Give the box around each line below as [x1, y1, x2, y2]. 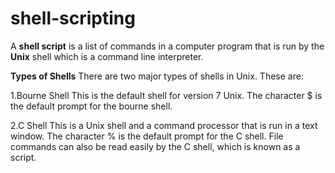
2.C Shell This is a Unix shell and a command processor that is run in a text [10, 119, 318, 131]
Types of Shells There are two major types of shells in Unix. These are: [10, 70, 304, 82]
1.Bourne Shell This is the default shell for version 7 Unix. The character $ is [10, 89, 323, 101]
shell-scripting [10, 7, 136, 30]
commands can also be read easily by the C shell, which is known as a [10, 140, 301, 152]
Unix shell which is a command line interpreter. [10, 50, 204, 62]
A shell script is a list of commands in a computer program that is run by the [10, 40, 325, 52]
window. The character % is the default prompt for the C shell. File [10, 130, 284, 142]
